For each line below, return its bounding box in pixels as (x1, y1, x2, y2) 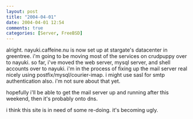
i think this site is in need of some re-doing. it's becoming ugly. (6, 107, 158, 114)
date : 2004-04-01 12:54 (6, 19, 65, 25)
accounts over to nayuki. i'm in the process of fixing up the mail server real (6, 65, 187, 72)
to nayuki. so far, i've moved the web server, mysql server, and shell (6, 59, 171, 66)
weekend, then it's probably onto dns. (6, 95, 98, 103)
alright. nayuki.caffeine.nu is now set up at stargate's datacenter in (6, 46, 168, 53)
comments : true (6, 25, 44, 31)
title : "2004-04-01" (6, 14, 57, 20)
